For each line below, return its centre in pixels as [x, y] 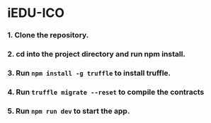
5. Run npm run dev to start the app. [69, 111]
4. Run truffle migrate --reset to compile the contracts [106, 92]
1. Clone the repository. [48, 35]
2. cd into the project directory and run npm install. [97, 54]
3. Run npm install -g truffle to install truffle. [89, 73]
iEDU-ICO [36, 13]
